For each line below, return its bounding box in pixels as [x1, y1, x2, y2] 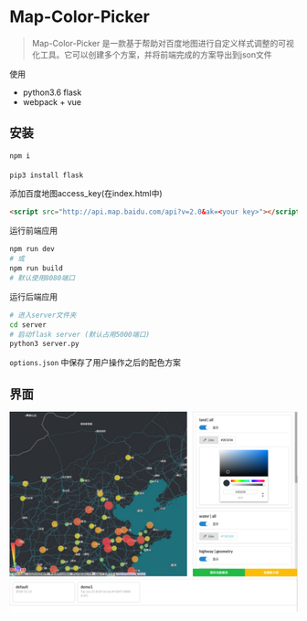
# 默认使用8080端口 [9, 273, 76, 282]
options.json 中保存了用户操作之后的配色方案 [9, 357, 181, 368]
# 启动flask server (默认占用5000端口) [9, 330, 151, 339]
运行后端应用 [9, 290, 58, 302]
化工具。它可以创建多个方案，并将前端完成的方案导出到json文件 [31, 48, 272, 60]
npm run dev [9, 245, 55, 254]
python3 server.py [9, 340, 79, 349]
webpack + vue [22, 96, 82, 107]
